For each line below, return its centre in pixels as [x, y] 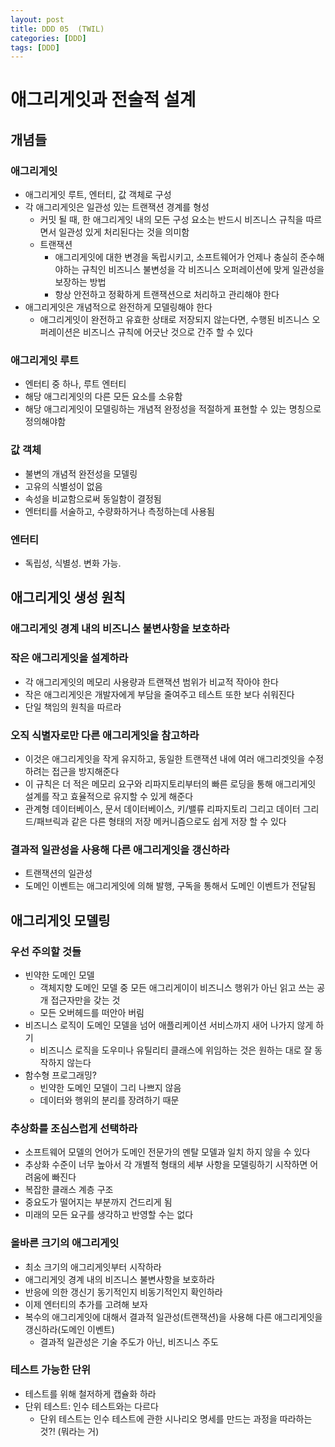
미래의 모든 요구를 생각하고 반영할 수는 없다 [109, 1215]
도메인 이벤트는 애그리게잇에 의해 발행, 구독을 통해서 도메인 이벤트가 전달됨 [170, 886]
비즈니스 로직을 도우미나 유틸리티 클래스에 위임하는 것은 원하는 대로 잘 [176, 1050]
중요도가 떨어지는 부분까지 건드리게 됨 [98, 1202]
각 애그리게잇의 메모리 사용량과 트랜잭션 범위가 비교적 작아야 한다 [151, 682]
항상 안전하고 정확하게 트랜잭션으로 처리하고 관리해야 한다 [167, 295]
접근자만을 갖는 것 [85, 1000]
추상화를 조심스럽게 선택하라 [74, 1128]
